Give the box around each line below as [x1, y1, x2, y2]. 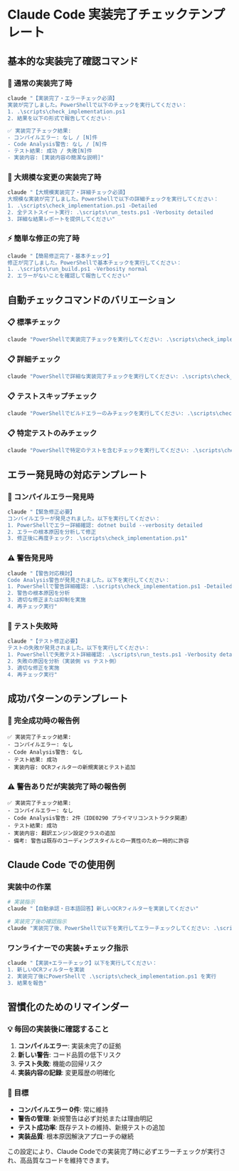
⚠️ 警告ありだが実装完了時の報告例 [7, 782, 127, 792]
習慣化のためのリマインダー [7, 1001, 129, 1013]
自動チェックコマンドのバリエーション [7, 294, 176, 306]
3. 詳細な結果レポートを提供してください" [7, 215, 115, 223]
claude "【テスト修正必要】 [7, 638, 81, 645]
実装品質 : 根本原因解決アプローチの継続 [17, 1132, 134, 1141]
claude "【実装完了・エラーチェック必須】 [7, 94, 118, 102]
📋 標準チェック [7, 317, 61, 327]
